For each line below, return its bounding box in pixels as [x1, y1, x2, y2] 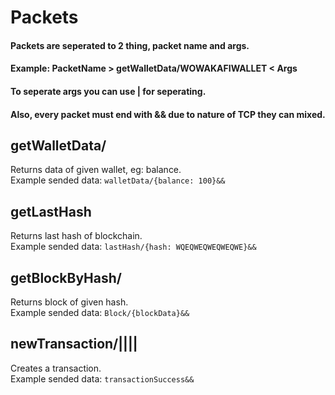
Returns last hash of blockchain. [10, 230, 143, 242]
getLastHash [10, 203, 92, 220]
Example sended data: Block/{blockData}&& [10, 307, 190, 318]
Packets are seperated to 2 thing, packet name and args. [10, 39, 250, 51]
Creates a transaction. [10, 362, 102, 374]
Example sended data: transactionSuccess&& [10, 372, 195, 385]
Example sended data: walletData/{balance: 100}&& [10, 174, 226, 186]
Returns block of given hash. [10, 296, 129, 308]
